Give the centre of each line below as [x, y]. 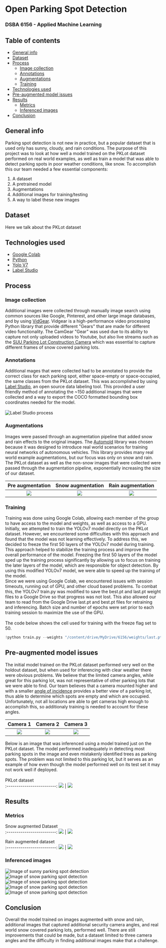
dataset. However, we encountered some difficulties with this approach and [82, 534]
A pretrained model [32, 184]
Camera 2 [47, 724]
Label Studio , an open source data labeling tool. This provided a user [75, 387]
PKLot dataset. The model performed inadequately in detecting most [75, 748]
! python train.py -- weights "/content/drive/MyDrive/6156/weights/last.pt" [85, 637]
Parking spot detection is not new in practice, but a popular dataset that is [80, 143]
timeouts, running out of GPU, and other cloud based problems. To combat [81, 586]
